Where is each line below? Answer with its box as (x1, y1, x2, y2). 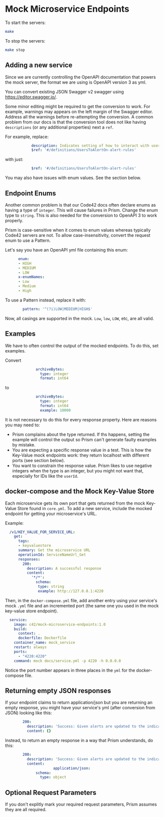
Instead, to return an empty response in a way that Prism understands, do (5, 738, 153, 743)
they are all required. (5, 807, 47, 813)
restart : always (14, 645, 47, 650)
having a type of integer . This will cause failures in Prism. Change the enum (5, 207, 158, 213)
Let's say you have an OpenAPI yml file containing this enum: (5, 247, 128, 253)
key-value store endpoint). (5, 608, 59, 614)
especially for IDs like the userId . (12, 473, 79, 479)
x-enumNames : (18, 275, 45, 280)
